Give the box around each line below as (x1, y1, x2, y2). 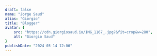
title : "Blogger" (5, 20, 40, 26)
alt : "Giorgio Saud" (14, 35, 55, 39)
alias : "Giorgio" (5, 16, 40, 21)
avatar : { (5, 25, 25, 30)
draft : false (5, 7, 31, 12)
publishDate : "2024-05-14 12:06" (5, 43, 73, 48)
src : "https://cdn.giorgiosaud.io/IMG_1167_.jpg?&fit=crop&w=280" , (14, 30, 153, 35)
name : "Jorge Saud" (5, 12, 45, 17)
